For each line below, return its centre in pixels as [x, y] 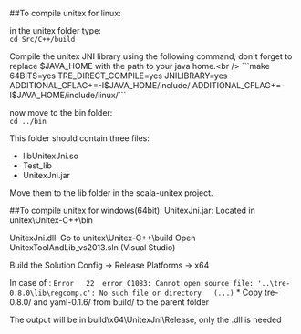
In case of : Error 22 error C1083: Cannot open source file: [131, 283]
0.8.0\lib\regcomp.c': [52, 293]
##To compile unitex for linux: [65, 13]
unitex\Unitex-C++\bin [52, 220]
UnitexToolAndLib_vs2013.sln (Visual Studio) [93, 248]
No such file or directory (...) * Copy [181, 292]
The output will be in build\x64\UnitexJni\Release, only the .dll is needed [145, 319]
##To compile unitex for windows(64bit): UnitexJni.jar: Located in [132, 210]
